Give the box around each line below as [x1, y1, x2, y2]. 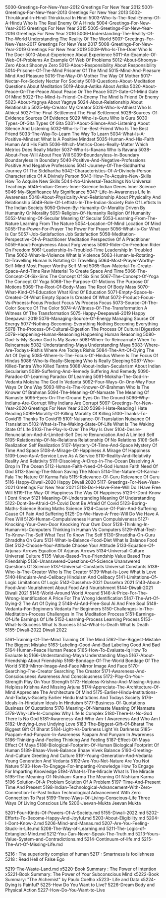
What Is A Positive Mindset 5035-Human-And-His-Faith [41, 136, 155, 142]
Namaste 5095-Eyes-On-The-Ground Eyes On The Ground [5, 395, 125, 400]
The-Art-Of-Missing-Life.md [5, 841, 63, 847]
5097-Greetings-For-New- [99, 400, 154, 406]
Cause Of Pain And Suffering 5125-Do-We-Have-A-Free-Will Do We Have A [5, 511, 159, 517]
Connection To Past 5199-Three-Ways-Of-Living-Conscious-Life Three [5, 795, 150, 801]
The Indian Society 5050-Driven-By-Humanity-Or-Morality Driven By [5, 205, 146, 211]
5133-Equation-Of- [116, 542, 155, 548]
